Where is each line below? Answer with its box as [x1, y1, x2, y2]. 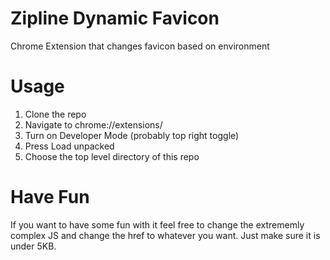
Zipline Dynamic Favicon [10, 7, 220, 30]
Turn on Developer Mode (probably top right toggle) [24, 129, 240, 141]
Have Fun [10, 186, 90, 209]
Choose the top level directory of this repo [24, 150, 200, 162]
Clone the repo [24, 108, 87, 120]
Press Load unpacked [24, 140, 115, 152]
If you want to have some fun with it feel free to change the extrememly [10, 218, 305, 231]
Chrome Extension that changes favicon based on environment [10, 40, 270, 52]
